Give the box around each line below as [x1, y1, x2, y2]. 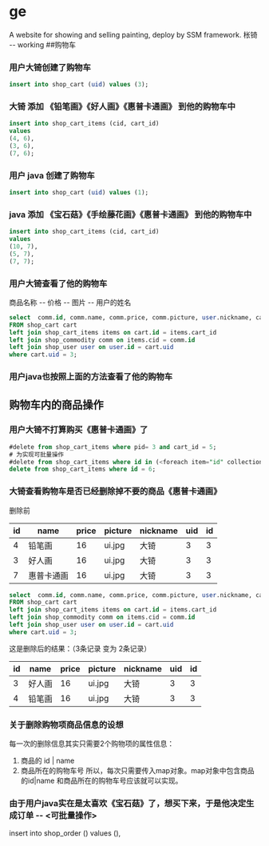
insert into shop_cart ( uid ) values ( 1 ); [9, 189, 149, 197]
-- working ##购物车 [9, 39, 77, 50]
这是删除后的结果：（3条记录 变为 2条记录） [9, 644, 152, 653]
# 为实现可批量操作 [9, 451, 65, 459]
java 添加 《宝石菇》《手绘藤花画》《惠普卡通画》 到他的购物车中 [9, 209, 252, 220]
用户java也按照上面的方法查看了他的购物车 [9, 371, 173, 383]
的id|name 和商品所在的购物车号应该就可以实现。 [20, 776, 183, 786]
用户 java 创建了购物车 [9, 170, 95, 181]
